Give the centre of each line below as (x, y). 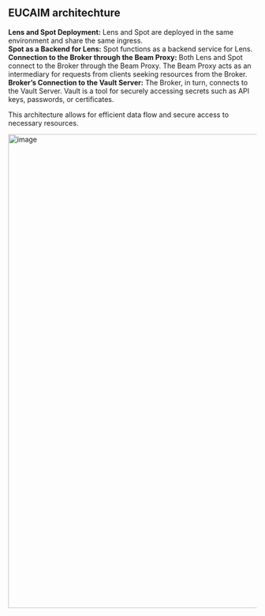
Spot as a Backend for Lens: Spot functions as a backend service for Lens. (131, 49)
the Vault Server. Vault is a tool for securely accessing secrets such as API (129, 91)
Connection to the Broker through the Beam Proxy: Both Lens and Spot (125, 57)
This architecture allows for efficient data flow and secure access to (119, 115)
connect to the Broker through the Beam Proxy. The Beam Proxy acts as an (130, 66)
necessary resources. (43, 123)
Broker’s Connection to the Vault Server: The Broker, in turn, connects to (128, 82)
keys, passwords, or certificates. (61, 99)
